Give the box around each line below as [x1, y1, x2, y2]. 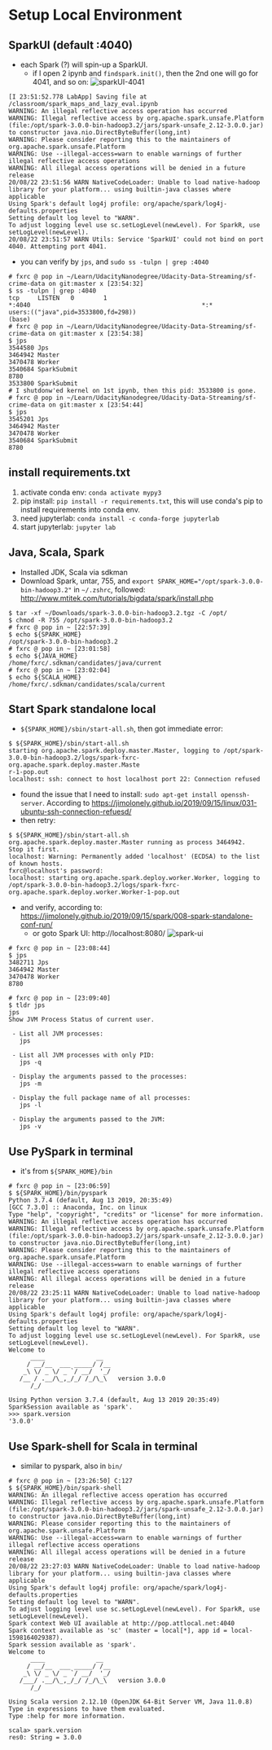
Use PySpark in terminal [8, 1145, 134, 1159]
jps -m [19, 1079, 42, 1088]
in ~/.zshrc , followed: [72, 584, 146, 594]
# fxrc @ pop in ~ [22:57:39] [8, 623, 112, 631]
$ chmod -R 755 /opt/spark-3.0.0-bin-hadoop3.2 [8, 616, 173, 624]
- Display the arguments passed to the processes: [11, 1073, 187, 1081]
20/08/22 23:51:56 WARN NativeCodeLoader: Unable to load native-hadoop [8, 178, 261, 187]
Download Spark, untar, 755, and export [20, 576, 155, 586]
